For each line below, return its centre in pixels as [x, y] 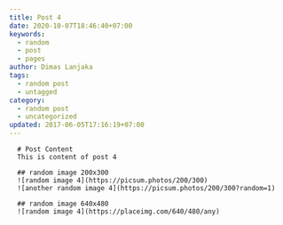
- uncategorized [47, 117]
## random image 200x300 [63, 173]
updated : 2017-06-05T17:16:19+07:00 [77, 125]
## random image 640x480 [63, 204]
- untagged [37, 92]
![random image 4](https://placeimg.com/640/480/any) [118, 212]
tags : [19, 76]
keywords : [28, 34]
